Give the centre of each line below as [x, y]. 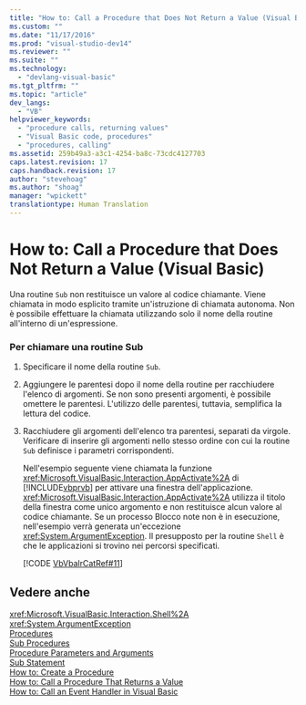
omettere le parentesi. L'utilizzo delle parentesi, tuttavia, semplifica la [152, 404]
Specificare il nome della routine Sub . [92, 367]
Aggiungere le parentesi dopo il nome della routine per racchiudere [148, 385]
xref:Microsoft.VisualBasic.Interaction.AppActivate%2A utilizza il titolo [154, 497]
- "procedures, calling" [65, 145]
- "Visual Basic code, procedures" [85, 137]
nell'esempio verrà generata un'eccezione [102, 526]
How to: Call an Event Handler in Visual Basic [94, 691]
